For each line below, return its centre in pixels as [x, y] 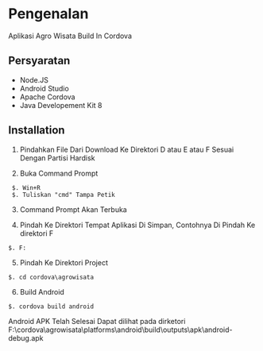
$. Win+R [26, 187]
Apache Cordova [47, 97]
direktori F [37, 233]
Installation [37, 131]
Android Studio [44, 88]
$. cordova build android [51, 307]
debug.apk [26, 337]
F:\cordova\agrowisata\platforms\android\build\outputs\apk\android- [120, 330]
